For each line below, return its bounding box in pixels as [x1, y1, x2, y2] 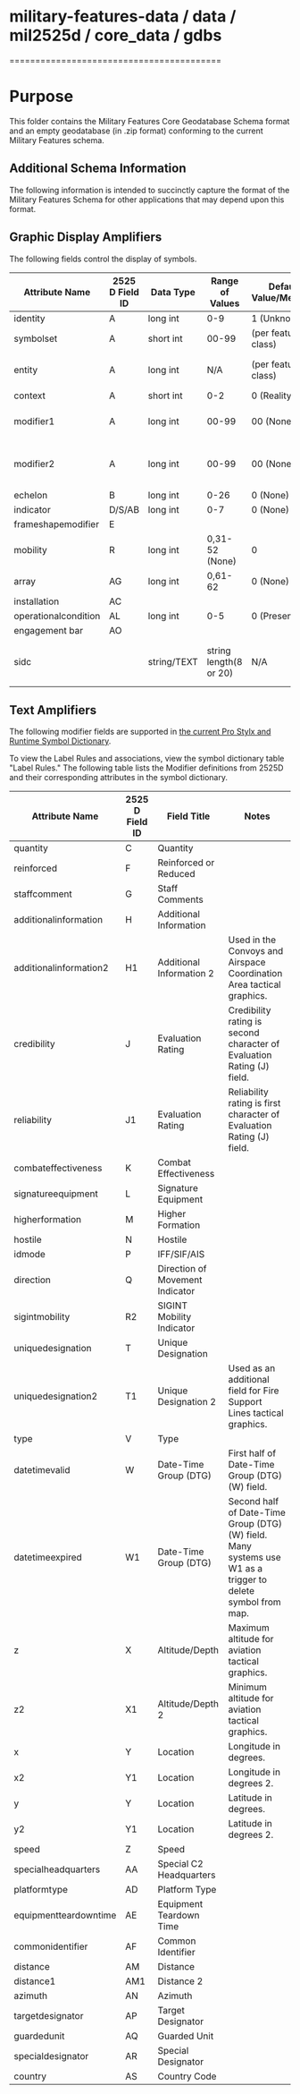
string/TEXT [147, 655, 198, 668]
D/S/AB [108, 503, 140, 515]
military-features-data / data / [9, 6, 237, 27]
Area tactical [228, 978, 281, 991]
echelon [13, 489, 48, 501]
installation [13, 595, 60, 608]
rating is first [228, 1097, 281, 1110]
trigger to [228, 1573, 268, 1586]
